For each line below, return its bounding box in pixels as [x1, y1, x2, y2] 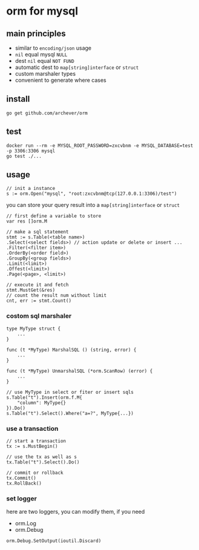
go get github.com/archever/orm [6, 110, 88, 116]
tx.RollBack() [6, 480, 42, 486]
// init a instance [6, 186, 56, 192]
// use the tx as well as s [6, 454, 77, 460]
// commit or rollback [6, 470, 64, 476]
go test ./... [6, 153, 42, 159]
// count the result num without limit [6, 292, 107, 299]
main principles [6, 28, 66, 39]
